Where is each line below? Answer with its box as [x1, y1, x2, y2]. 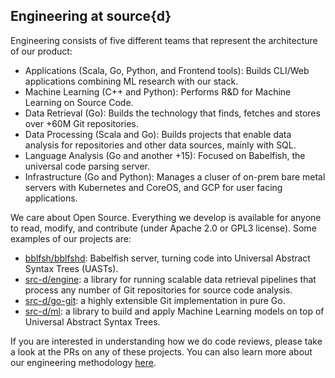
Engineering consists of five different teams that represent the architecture [10, 34, 318, 46]
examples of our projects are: [10, 232, 132, 244]
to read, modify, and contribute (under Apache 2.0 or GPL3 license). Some [10, 222, 317, 234]
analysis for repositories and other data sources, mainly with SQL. [24, 139, 297, 151]
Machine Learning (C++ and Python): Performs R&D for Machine [24, 85, 292, 98]
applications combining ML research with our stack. [24, 75, 239, 87]
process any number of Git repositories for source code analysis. [24, 284, 293, 296]
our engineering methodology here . [10, 356, 157, 368]
